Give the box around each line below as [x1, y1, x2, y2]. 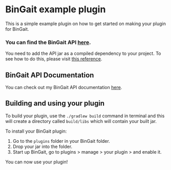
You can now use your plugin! [5, 159, 68, 165]
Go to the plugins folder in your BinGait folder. [12, 138, 110, 144]
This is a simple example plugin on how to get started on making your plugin [5, 20, 166, 27]
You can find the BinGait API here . [5, 38, 91, 46]
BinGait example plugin [5, 4, 106, 15]
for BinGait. [5, 26, 29, 32]
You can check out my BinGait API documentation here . [5, 84, 122, 91]
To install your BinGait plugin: [5, 128, 67, 134]
